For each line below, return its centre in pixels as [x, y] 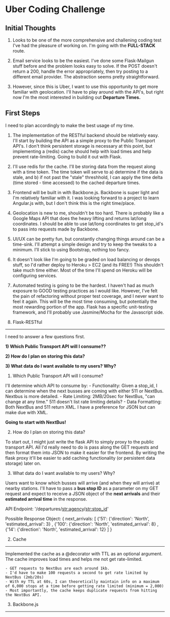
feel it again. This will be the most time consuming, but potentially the [85, 301]
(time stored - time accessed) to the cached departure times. [76, 183]
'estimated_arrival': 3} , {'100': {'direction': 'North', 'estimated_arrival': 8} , [82, 524]
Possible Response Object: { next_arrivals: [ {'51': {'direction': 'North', [77, 518]
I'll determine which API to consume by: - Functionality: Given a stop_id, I [81, 385]
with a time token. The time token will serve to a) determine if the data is [88, 172]
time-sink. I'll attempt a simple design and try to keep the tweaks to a [84, 244]
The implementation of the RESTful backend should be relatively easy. [86, 135]
